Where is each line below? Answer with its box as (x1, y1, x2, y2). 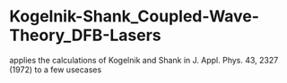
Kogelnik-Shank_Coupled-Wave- (9, 6, 260, 27)
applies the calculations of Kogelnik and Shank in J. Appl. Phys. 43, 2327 (9, 54, 279, 65)
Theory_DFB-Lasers (9, 25, 161, 46)
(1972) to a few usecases (9, 64, 102, 75)
